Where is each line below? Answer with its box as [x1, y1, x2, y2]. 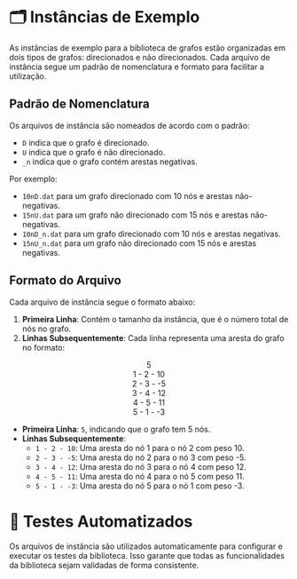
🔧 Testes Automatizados [9, 512, 193, 531]
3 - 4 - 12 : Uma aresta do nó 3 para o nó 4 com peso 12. [35, 461, 246, 472]
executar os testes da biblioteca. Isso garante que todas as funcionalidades [9, 550, 285, 560]
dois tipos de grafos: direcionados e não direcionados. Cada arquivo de [9, 52, 270, 62]
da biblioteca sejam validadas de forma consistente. [9, 559, 199, 570]
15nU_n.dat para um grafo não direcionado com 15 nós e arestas [21, 237, 257, 249]
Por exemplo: [9, 173, 58, 184]
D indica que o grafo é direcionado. [21, 137, 150, 147]
